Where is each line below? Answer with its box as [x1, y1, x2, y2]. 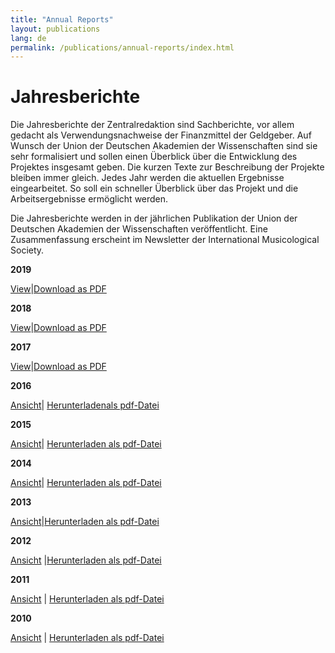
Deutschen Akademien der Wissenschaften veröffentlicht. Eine [10, 223, 268, 235]
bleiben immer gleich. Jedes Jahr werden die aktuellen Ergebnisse [10, 172, 285, 184]
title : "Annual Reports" [10, 14, 114, 25]
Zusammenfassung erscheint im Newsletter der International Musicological [10, 234, 320, 246]
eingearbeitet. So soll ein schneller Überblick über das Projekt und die [10, 182, 299, 195]
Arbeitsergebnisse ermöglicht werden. [10, 193, 169, 205]
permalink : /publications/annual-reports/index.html [10, 42, 235, 53]
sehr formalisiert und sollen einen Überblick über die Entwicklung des [10, 151, 298, 163]
